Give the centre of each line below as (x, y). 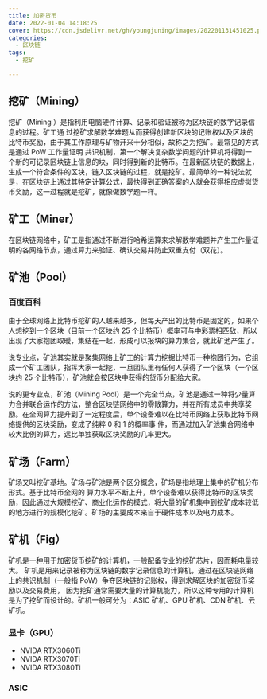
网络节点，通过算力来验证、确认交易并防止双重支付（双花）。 (128, 250)
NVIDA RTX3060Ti (50, 650)
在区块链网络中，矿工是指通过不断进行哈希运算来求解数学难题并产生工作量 (130, 240)
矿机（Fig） (37, 539)
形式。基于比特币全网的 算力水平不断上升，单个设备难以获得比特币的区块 (128, 492)
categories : (28, 38)
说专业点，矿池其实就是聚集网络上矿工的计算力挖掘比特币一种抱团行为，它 (130, 357)
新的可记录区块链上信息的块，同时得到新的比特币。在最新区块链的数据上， (137, 162)
